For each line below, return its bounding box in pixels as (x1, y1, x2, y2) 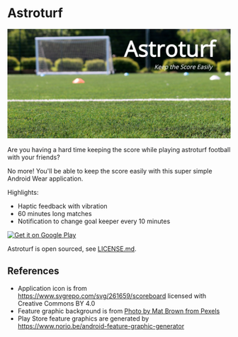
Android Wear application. (7, 174, 84, 183)
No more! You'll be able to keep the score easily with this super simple (7, 167, 212, 176)
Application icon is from (17, 284, 87, 292)
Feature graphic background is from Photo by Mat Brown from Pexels (17, 306, 220, 315)
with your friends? (7, 153, 60, 161)
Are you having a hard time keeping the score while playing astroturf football (7, 146, 231, 154)
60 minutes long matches (17, 210, 92, 218)
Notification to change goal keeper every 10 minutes (17, 217, 171, 225)
